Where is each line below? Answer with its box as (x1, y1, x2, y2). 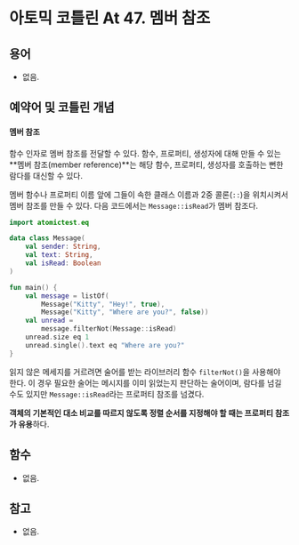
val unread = (25, 317, 74, 325)
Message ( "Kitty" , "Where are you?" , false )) (41, 308, 209, 317)
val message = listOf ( (25, 291, 109, 301)
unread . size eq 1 (25, 333, 90, 342)
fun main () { (9, 283, 58, 292)
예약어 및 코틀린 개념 (9, 100, 115, 116)
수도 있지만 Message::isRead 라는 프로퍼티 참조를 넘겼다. (9, 389, 205, 399)
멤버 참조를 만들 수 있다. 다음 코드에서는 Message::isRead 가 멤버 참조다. (9, 200, 259, 211)
